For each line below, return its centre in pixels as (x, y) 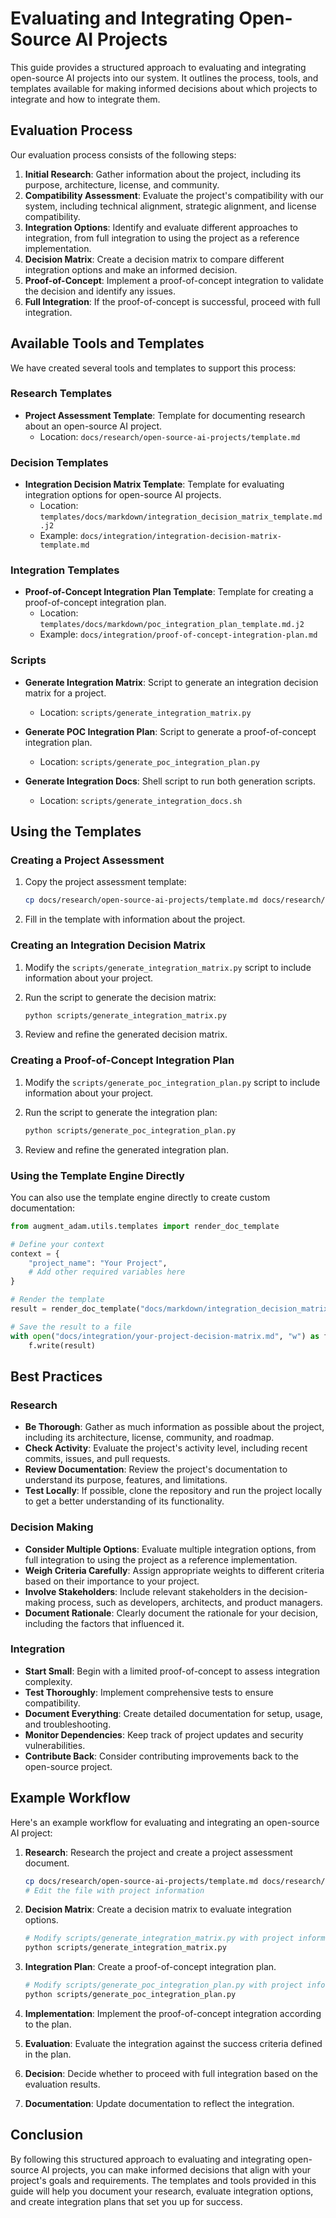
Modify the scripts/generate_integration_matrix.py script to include (168, 967)
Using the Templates (76, 832)
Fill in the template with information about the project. (135, 919)
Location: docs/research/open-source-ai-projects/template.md (170, 436)
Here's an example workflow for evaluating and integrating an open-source (165, 1822)
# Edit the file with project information (114, 1890)
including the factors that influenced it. (104, 1623)
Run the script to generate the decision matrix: (120, 997)
